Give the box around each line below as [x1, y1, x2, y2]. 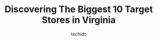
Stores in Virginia [41, 14, 116, 26]
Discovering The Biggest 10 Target [4, 4, 153, 15]
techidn [71, 31, 87, 37]
